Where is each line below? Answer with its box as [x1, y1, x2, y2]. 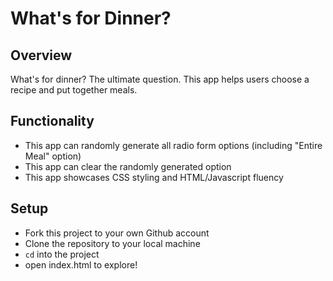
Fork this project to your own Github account [24, 227, 210, 239]
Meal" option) [24, 150, 82, 162]
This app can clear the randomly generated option [24, 160, 232, 172]
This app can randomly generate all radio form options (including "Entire [24, 139, 323, 151]
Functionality [10, 113, 95, 130]
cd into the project [24, 248, 100, 260]
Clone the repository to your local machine [24, 237, 201, 249]
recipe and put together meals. [10, 84, 138, 96]
